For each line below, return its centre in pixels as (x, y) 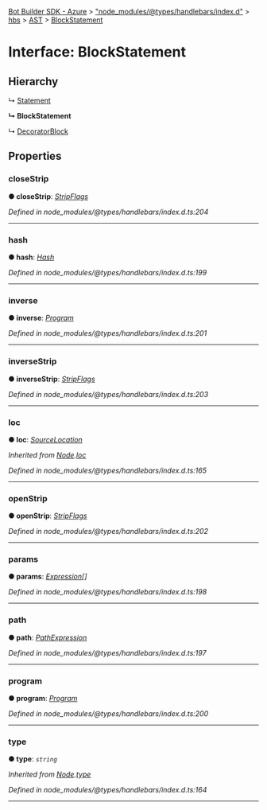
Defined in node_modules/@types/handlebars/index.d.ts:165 (107, 470)
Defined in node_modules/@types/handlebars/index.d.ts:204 (108, 212)
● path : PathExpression (48, 637)
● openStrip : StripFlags (48, 516)
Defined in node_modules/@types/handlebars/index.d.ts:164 (108, 790)
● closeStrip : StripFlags (48, 196)
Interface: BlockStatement (97, 52)
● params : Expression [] (48, 577)
